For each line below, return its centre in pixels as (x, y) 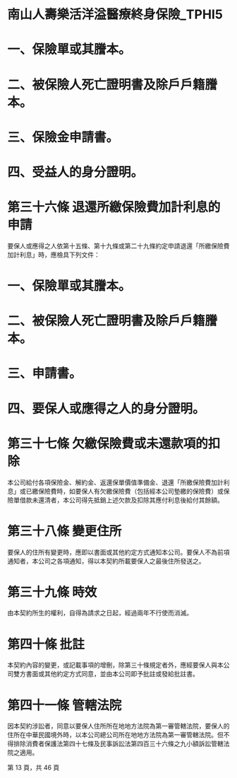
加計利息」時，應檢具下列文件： (54, 255)
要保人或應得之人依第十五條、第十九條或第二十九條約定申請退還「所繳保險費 (119, 245)
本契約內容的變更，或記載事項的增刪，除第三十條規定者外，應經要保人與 (112, 665)
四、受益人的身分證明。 (75, 172)
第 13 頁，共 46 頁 (34, 767)
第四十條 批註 (46, 644)
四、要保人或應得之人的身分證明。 (107, 408)
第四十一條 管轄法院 (65, 705)
